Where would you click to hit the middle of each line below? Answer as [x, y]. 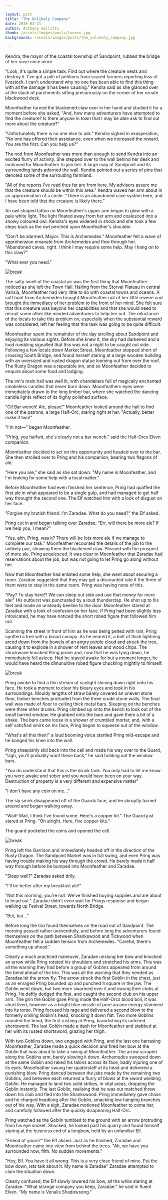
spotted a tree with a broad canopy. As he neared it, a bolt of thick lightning [83, 636]
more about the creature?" [32, 124]
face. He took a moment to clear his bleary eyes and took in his [70, 688]
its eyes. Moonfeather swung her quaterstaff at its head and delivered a [79, 1068]
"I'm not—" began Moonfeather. [38, 427]
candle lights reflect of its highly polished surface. [57, 397]
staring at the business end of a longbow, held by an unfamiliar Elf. [74, 1131]
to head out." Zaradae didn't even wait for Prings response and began [77, 901]
